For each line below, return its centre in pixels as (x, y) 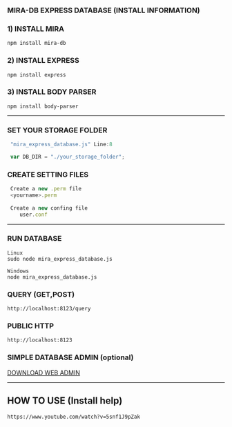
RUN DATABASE (35, 239)
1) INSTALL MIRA (36, 28)
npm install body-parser (43, 106)
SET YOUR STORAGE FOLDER (57, 130)
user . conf (34, 215)
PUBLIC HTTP (30, 326)
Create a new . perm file (46, 189)
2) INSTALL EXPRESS (43, 61)
